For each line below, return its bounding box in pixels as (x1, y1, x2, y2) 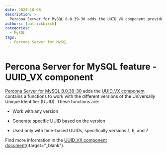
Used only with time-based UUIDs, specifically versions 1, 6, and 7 (12, 127, 149, 133)
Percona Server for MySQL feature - (5, 61, 157, 72)
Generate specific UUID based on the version (12, 118, 105, 124)
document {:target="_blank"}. (5, 142, 65, 148)
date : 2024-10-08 (5, 7, 41, 12)
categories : (5, 26, 30, 31)
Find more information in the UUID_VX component (5, 137, 107, 143)
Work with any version (12, 108, 59, 114)
